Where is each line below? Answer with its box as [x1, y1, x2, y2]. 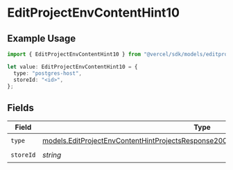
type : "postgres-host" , [13, 69, 82, 77]
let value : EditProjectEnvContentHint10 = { [7, 63, 138, 70]
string [42, 150, 62, 160]
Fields [7, 102, 35, 114]
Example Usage [7, 33, 76, 44]
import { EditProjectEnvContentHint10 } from [7, 51, 141, 58]
